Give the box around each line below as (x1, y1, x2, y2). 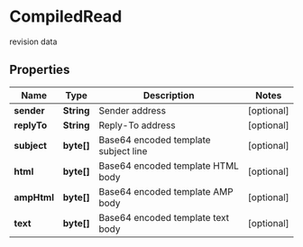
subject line (98, 144, 148, 157)
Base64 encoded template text (98, 211, 230, 224)
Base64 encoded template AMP (98, 185, 234, 197)
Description (142, 88, 195, 101)
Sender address (98, 104, 167, 116)
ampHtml (14, 191, 54, 204)
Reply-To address (98, 119, 176, 132)
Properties (9, 62, 70, 78)
